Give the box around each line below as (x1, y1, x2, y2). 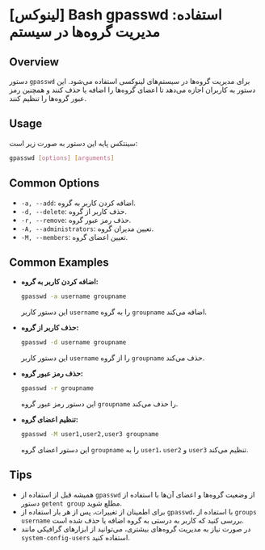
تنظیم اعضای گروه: (20, 414, 79, 424)
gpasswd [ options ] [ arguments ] (9, 153, 115, 162)
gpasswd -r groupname (20, 384, 95, 393)
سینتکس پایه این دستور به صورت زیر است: (9, 138, 138, 148)
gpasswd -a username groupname (20, 292, 127, 300)
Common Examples (9, 255, 110, 269)
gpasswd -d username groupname (20, 338, 127, 346)
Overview (9, 55, 60, 69)
